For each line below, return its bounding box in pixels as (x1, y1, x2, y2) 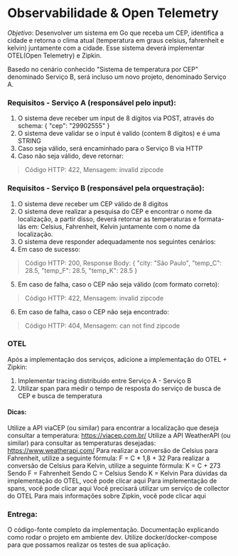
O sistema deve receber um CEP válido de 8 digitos (17, 199, 168, 208)
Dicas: (7, 407, 27, 417)
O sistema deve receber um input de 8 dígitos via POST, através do (17, 114, 215, 122)
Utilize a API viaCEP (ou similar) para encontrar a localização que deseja (7, 424, 219, 432)
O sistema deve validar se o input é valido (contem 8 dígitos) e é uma (17, 129, 220, 138)
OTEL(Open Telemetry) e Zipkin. (7, 51, 102, 60)
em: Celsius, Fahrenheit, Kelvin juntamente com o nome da (28, 222, 200, 230)
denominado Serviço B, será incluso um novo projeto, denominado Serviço (7, 73, 227, 81)
